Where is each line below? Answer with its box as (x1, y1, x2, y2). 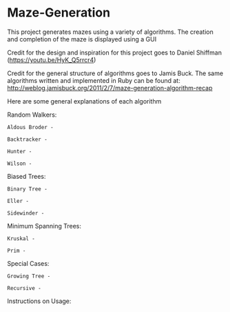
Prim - (7, 247, 26, 254)
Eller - (7, 197, 30, 204)
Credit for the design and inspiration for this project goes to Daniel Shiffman (7, 48, 222, 57)
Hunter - (7, 148, 32, 155)
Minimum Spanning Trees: (7, 222, 81, 230)
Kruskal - (7, 235, 36, 242)
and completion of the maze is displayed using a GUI (7, 35, 157, 43)
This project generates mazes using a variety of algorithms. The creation (7, 28, 213, 36)
